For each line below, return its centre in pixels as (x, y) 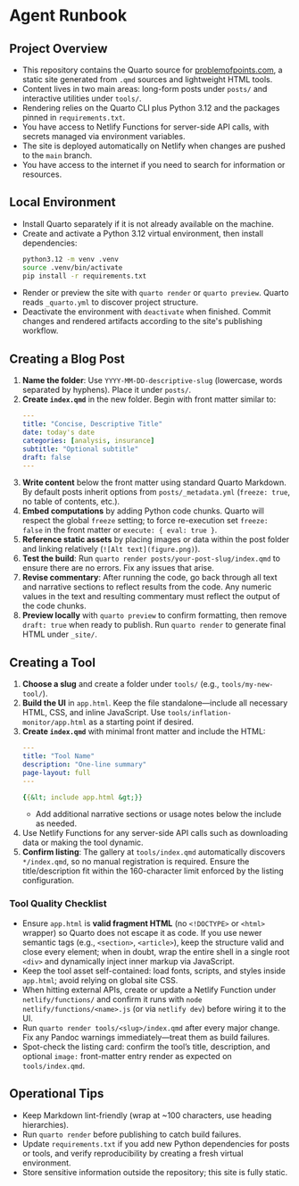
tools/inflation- (199, 714)
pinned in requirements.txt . (74, 117)
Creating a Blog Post (67, 359)
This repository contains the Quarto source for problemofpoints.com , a (152, 70)
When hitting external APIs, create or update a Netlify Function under (149, 990)
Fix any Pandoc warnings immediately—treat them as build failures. (146, 1037)
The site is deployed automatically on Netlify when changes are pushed (154, 146)
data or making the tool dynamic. (83, 843)
